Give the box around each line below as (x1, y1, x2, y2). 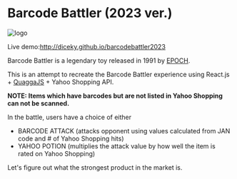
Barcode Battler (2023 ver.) (7, 5, 173, 21)
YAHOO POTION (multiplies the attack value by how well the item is (17, 141, 216, 150)
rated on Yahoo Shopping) (17, 149, 96, 158)
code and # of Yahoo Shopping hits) (17, 134, 124, 143)
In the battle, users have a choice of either (7, 113, 132, 121)
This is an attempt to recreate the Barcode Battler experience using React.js (7, 70, 230, 78)
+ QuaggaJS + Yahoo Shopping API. (7, 77, 114, 86)
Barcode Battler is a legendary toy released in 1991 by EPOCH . (7, 56, 191, 65)
